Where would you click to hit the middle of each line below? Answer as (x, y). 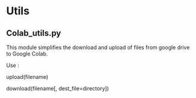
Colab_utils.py (34, 33)
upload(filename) (27, 77)
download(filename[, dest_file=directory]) (58, 88)
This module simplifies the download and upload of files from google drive (98, 47)
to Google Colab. (27, 54)
